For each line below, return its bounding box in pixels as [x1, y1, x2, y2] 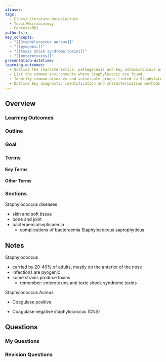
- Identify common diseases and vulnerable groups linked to [9, 76, 138, 81]
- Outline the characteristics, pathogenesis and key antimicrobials [9, 67, 156, 72]
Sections [5, 190, 27, 197]
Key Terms [5, 167, 28, 173]
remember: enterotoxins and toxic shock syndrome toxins [19, 280, 137, 286]
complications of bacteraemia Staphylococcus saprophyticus [19, 227, 145, 233]
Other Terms [5, 178, 32, 183]
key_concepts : [5, 35, 35, 40]
